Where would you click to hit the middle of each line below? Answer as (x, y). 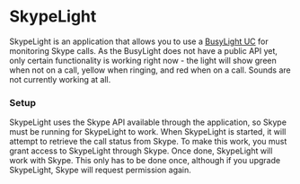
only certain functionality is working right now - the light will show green (143, 60)
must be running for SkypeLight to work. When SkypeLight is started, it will (148, 132)
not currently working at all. (60, 79)
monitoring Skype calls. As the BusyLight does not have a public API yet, (144, 50)
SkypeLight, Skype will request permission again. (100, 170)
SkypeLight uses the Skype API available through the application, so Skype (148, 122)
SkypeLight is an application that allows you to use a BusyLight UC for (139, 41)
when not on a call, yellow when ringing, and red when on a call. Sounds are (150, 70)
